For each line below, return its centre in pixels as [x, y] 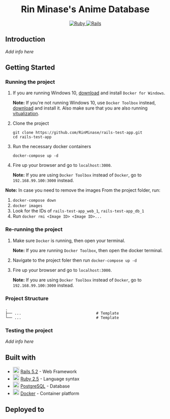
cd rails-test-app [32, 137]
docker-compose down [34, 201]
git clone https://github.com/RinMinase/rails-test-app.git [77, 133]
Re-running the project [34, 229]
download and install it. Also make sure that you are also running [80, 108]
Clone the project [31, 123]
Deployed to [25, 409]
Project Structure [27, 298]
